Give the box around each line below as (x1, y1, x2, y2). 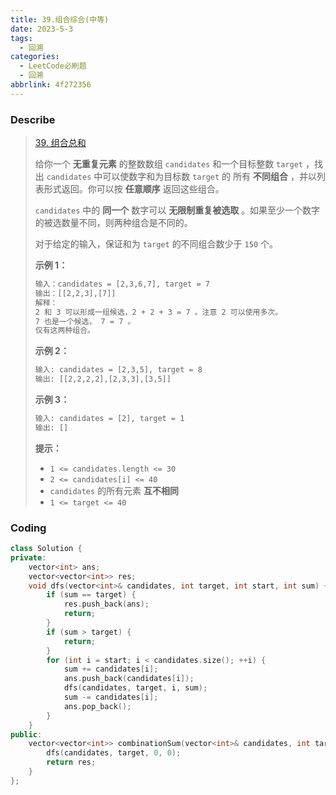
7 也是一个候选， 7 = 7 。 (34, 316, 136, 326)
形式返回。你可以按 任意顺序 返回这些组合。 (43, 183, 225, 195)
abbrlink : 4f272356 (10, 80, 92, 90)
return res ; (46, 757, 97, 768)
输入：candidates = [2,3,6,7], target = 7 (34, 279, 210, 290)
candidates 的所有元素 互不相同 (49, 484, 180, 496)
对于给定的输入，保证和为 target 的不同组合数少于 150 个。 (34, 238, 278, 250)
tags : (10, 33, 33, 43)
